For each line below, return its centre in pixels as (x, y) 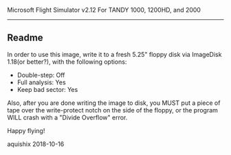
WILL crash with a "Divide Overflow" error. (67, 117)
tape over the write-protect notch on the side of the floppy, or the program (113, 110)
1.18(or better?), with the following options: (67, 62)
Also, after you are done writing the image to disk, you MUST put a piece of (114, 103)
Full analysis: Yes (42, 82)
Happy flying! (26, 130)
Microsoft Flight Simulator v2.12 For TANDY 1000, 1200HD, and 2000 (104, 10)
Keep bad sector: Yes (47, 89)
